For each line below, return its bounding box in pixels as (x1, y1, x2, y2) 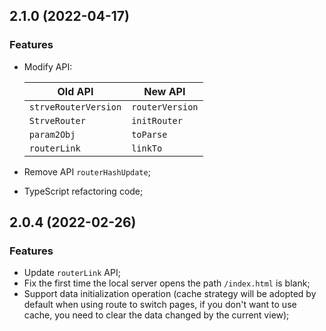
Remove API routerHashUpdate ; (23, 165, 151, 178)
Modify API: (23, 60, 73, 73)
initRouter (131, 115, 183, 126)
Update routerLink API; (23, 267, 121, 279)
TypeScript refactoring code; (23, 185, 144, 197)
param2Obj (28, 129, 76, 140)
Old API (57, 84, 94, 98)
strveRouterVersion (28, 101, 122, 113)
